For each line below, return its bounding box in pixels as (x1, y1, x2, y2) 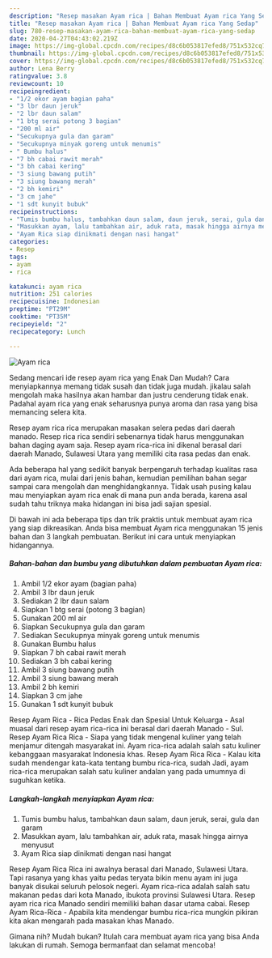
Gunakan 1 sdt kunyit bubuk (20, 700, 114, 709)
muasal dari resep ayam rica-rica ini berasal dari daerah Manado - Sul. (9, 724, 245, 734)
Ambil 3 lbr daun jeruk (20, 588, 95, 598)
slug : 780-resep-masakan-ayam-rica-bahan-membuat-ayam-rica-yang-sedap (9, 27, 255, 35)
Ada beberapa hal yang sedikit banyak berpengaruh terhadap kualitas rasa (9, 464, 257, 474)
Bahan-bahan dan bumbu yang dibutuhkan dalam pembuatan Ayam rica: (9, 559, 262, 568)
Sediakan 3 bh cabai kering (20, 657, 112, 666)
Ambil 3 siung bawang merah (20, 674, 119, 683)
